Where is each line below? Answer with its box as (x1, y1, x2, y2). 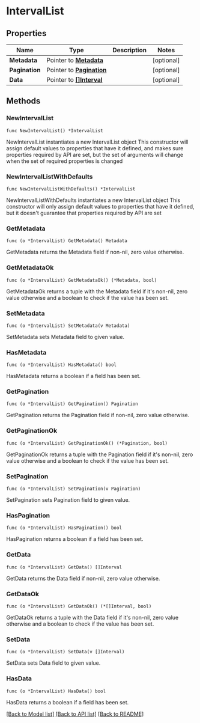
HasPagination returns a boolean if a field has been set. (6, 535, 144, 543)
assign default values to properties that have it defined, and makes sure (6, 144, 184, 151)
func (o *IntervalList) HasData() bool (6, 688, 106, 694)
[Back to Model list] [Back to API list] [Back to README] (6, 710, 144, 718)
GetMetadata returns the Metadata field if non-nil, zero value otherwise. (6, 248, 184, 256)
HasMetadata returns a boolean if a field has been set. (6, 373, 141, 380)
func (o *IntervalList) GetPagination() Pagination (6, 401, 138, 407)
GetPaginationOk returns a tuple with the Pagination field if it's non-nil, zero (6, 451, 193, 458)
